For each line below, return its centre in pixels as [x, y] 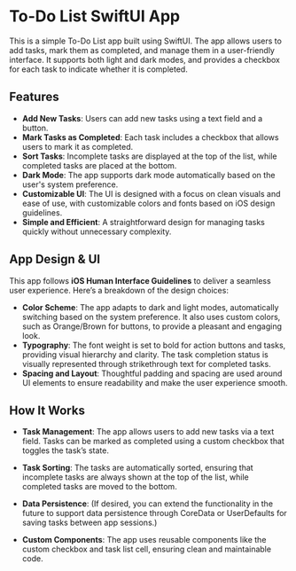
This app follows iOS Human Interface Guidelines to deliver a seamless [140, 280]
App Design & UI [55, 259]
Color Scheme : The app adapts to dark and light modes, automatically [150, 307]
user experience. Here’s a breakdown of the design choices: [119, 290]
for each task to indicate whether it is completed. [98, 69]
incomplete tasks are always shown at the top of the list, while [136, 477]
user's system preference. [70, 184]
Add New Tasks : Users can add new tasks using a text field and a [142, 118]
